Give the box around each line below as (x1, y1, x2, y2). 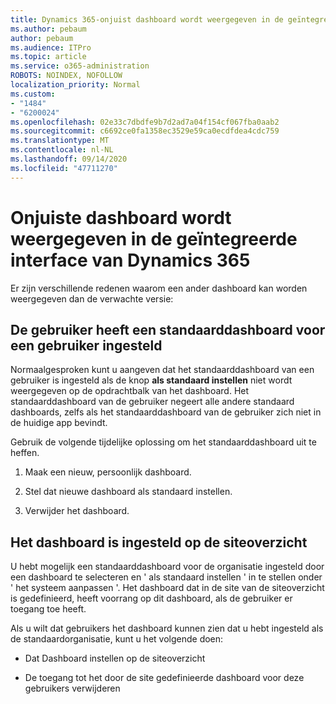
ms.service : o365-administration (10, 61, 150, 71)
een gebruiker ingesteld (10, 337, 163, 354)
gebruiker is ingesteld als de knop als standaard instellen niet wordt (10, 374, 293, 386)
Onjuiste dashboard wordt (10, 206, 232, 229)
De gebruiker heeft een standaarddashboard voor (10, 321, 326, 338)
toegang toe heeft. (10, 603, 87, 615)
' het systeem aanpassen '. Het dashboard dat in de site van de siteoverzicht (10, 582, 325, 594)
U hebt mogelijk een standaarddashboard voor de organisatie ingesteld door (10, 561, 325, 573)
